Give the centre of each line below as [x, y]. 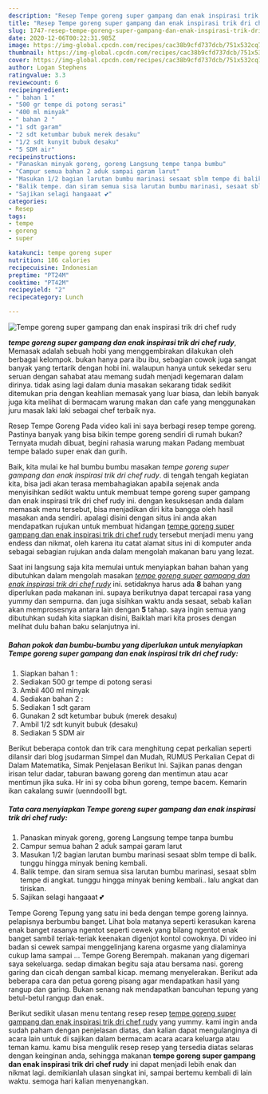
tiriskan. [33, 888]
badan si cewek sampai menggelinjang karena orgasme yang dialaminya [127, 946]
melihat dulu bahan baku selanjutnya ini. [74, 626]
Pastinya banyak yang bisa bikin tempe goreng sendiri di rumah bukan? [126, 434]
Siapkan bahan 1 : [49, 673]
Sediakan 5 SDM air [52, 732]
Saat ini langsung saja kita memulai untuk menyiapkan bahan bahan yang [128, 567]
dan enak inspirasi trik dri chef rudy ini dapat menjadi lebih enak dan [122, 1064]
